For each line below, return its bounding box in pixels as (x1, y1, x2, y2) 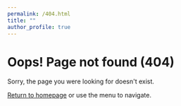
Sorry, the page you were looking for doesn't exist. (7, 77, 155, 86)
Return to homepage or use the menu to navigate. (7, 91, 151, 100)
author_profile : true (7, 23, 71, 30)
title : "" (7, 17, 37, 24)
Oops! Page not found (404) (7, 54, 175, 70)
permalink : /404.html (7, 10, 71, 18)
